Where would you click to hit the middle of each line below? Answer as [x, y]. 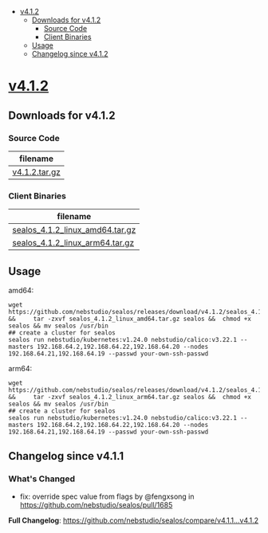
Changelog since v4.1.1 [66, 456]
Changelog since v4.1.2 [70, 54]
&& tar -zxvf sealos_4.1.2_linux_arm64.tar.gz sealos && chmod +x [130, 397]
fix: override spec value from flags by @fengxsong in [107, 496]
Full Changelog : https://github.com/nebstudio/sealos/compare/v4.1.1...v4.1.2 [134, 520]
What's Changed [42, 479]
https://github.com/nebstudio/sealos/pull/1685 [96, 504]
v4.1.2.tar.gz [37, 172]
